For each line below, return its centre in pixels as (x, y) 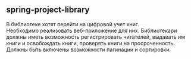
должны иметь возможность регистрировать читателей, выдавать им (96, 37)
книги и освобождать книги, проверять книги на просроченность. (91, 43)
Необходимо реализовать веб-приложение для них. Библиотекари (92, 30)
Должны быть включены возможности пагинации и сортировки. (89, 49)
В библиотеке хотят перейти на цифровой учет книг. (73, 24)
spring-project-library (48, 10)
